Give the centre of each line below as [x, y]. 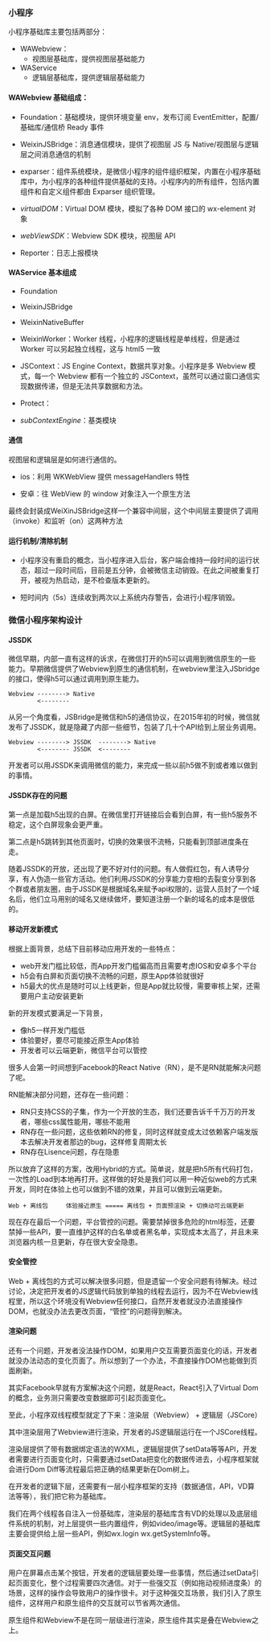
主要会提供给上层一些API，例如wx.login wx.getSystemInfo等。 [112, 1533]
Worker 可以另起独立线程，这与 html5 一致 [90, 348]
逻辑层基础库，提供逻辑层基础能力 [88, 77]
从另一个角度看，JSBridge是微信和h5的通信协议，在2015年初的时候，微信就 [134, 717]
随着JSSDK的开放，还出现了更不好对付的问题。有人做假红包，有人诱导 [125, 869]
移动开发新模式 [33, 929]
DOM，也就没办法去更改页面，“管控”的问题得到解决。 [97, 1311]
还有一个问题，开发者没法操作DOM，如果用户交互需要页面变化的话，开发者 [133, 1351]
